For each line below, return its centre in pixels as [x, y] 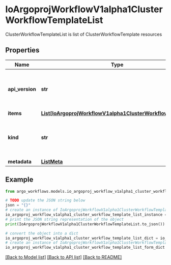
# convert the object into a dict [42, 233]
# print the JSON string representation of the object [65, 219]
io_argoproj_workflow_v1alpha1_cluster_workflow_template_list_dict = [82, 238]
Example [19, 180]
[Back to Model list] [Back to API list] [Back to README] [64, 257]
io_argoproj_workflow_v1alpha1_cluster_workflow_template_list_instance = [86, 215]
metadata [20, 161]
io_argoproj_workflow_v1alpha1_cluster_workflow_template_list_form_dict [85, 248]
